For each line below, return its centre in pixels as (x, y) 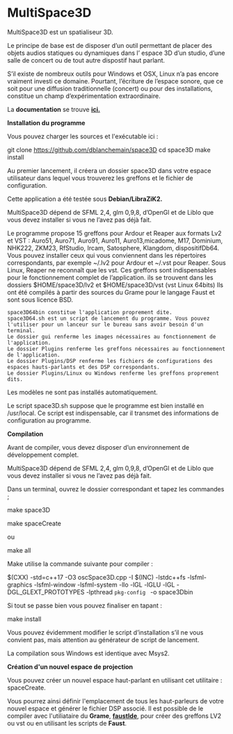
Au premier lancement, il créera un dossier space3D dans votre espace (109, 170)
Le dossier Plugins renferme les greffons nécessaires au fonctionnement (116, 349)
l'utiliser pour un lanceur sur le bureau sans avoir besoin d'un (105, 325)
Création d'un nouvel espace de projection (70, 667)
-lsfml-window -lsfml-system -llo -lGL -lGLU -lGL (104, 585)
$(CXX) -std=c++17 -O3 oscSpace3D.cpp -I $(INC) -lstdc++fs (96, 577)
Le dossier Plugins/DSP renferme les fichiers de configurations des (110, 361)
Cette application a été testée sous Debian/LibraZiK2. (85, 199)
